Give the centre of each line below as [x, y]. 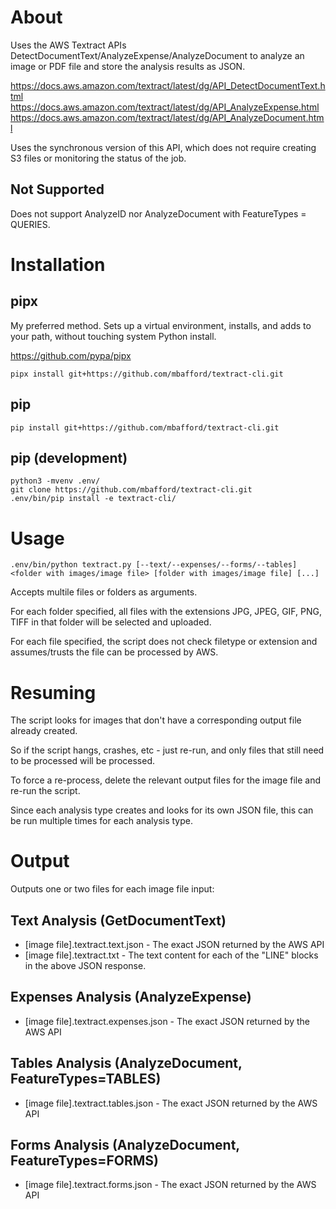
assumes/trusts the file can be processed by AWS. [114, 652]
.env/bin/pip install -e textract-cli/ [93, 499]
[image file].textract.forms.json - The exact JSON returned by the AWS [170, 1185]
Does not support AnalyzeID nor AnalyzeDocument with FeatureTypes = [158, 213]
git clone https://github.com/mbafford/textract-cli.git [131, 490]
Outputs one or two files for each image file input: [112, 889]
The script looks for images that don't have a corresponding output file [156, 720]
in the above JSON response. [85, 965]
